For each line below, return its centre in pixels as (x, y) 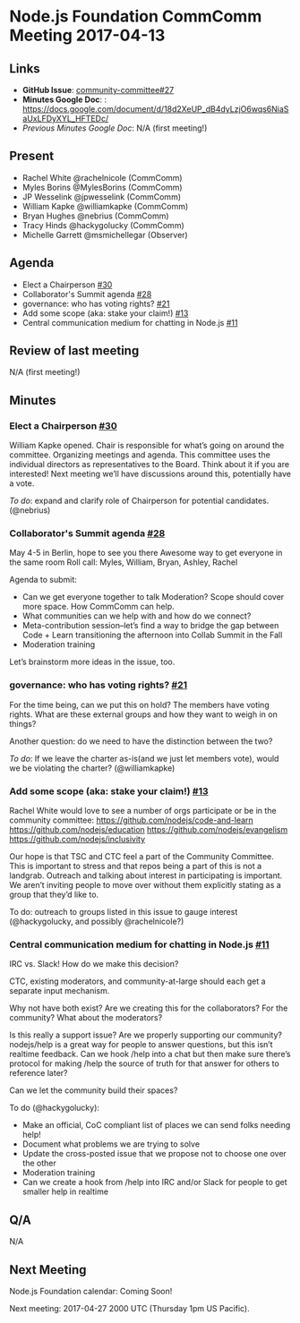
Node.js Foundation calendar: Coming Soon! (91, 1291)
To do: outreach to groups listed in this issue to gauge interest (124, 912)
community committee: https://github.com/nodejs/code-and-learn (131, 820)
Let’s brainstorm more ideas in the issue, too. (92, 662)
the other (39, 1163)
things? (23, 723)
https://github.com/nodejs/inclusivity (77, 840)
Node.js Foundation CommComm (136, 17)
